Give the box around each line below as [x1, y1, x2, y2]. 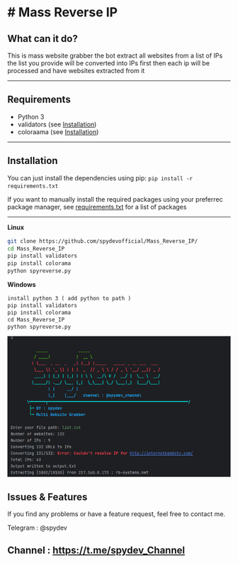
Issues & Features [7, 491, 88, 503]
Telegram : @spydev [7, 523, 67, 532]
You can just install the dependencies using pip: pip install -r [7, 173, 193, 182]
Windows [7, 280, 36, 288]
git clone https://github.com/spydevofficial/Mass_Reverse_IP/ [7, 237, 198, 245]
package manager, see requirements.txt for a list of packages [7, 202, 187, 211]
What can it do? [7, 33, 78, 45]
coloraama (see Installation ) [17, 127, 99, 136]
